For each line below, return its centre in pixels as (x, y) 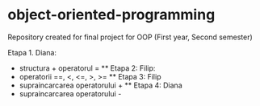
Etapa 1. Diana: (32, 52)
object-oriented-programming (111, 15)
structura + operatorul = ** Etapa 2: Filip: (87, 68)
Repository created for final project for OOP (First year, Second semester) (130, 37)
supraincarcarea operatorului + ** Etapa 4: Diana (101, 85)
